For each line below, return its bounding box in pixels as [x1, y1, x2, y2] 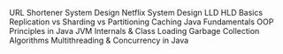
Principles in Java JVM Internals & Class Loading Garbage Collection [9, 26, 260, 36]
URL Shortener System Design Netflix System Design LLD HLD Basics [9, 8, 264, 17]
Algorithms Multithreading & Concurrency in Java [9, 35, 189, 45]
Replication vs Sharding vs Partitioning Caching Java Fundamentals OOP [9, 17, 274, 27]
